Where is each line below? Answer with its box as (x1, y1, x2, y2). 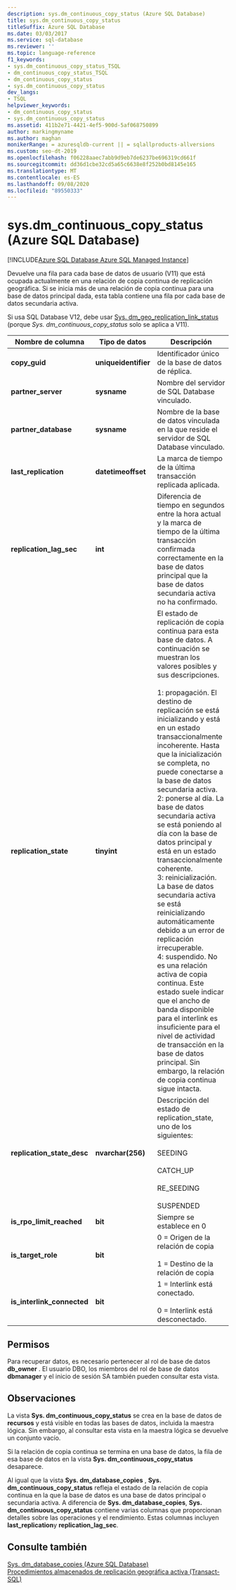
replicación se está (157, 706, 220, 715)
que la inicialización (157, 749, 223, 759)
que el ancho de (157, 996, 211, 1006)
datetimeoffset (95, 467, 146, 477)
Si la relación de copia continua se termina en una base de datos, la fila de (7, 1447, 223, 1456)
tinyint (95, 846, 118, 856)
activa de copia (157, 970, 208, 979)
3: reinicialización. (157, 872, 217, 882)
